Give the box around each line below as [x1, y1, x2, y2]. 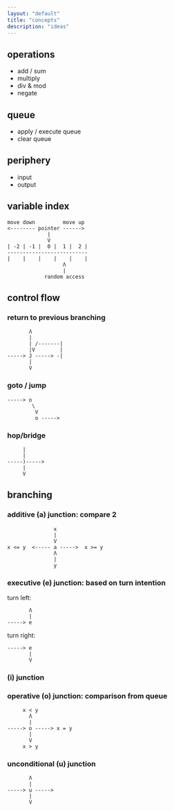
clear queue [17, 135, 52, 142]
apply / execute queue [17, 127, 81, 136]
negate [17, 89, 38, 97]
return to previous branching [7, 313, 106, 322]
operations [7, 48, 55, 60]
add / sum [17, 67, 46, 75]
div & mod [17, 82, 46, 90]
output [17, 180, 37, 189]
